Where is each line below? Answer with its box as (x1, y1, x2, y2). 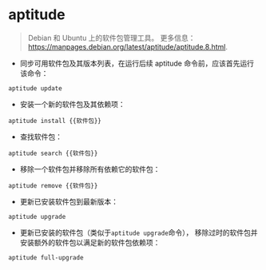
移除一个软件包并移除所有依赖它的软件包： (19, 164, 161, 173)
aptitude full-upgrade (8, 253, 84, 261)
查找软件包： (19, 132, 62, 141)
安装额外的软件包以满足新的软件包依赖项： (19, 237, 161, 247)
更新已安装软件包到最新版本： (19, 197, 118, 206)
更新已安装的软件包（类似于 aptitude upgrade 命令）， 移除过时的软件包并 (19, 228, 258, 237)
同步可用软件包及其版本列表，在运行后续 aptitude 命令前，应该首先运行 (19, 58, 254, 68)
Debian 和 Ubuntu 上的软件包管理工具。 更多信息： (27, 33, 196, 42)
